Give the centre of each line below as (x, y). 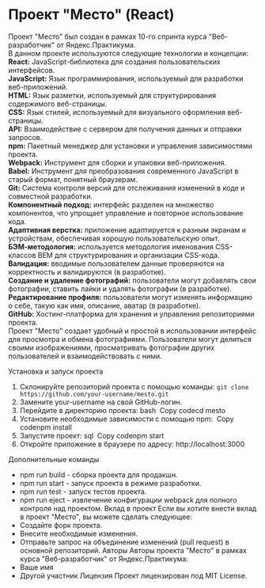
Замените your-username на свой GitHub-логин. (101, 402)
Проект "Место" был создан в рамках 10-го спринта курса (108, 36)
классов (22, 255)
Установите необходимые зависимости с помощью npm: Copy (127, 419)
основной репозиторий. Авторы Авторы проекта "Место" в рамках (133, 550)
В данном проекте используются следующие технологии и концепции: (129, 53)
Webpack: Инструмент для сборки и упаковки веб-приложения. (117, 162)
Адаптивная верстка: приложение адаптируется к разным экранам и (127, 230)
